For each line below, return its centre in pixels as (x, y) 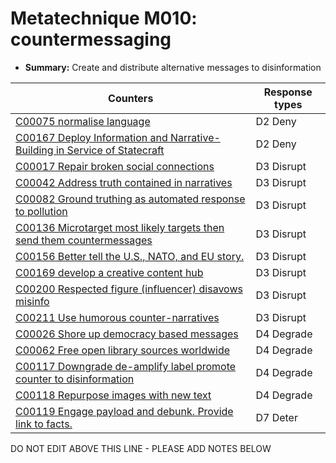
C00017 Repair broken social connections (115, 166)
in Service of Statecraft (110, 150)
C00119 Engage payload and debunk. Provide (124, 411)
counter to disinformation (75, 379)
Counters (131, 98)
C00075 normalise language (83, 121)
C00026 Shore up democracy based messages (127, 334)
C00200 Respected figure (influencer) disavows (129, 289)
